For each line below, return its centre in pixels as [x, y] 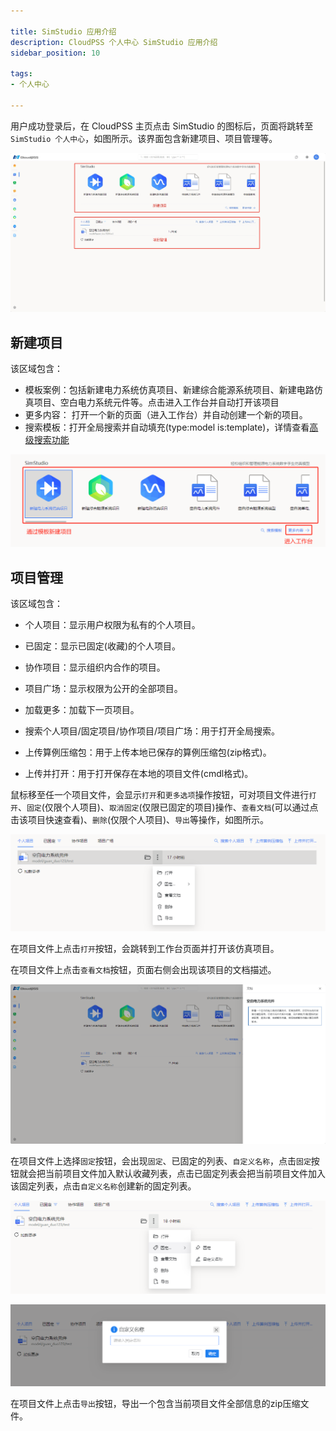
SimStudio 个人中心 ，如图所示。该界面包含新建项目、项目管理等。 [144, 138]
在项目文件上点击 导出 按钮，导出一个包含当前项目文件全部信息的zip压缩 [155, 1403]
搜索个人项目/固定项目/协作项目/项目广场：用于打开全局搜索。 [152, 731]
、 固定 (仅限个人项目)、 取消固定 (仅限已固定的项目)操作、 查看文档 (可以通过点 [168, 807]
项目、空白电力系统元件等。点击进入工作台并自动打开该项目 [156, 402]
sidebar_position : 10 [55, 53]
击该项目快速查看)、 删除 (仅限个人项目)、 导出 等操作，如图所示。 [139, 820]
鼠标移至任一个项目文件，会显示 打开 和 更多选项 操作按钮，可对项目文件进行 [160, 795]
